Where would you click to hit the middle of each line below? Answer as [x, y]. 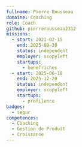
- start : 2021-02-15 [37, 40]
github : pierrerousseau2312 [41, 28]
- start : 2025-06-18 [37, 73]
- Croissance [28, 135]
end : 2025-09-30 [37, 46]
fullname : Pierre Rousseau [40, 12]
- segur [21, 112]
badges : [16, 106]
